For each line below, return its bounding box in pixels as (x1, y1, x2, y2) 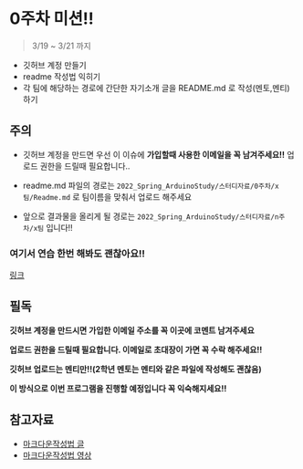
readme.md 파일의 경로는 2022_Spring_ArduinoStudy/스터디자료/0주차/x (22, 180, 280, 191)
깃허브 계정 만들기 (22, 59, 87, 70)
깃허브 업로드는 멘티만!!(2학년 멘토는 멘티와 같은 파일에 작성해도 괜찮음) (9, 363, 262, 374)
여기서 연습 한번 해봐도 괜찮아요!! (9, 247, 146, 260)
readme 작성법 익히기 (22, 70, 101, 82)
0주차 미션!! (9, 8, 94, 29)
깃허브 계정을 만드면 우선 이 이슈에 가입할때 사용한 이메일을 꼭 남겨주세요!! (22, 149, 286, 160)
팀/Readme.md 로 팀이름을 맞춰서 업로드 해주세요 (22, 191, 193, 202)
